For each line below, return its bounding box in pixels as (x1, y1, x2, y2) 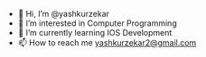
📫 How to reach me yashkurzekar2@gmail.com (17, 37, 197, 48)
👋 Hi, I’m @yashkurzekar (17, 9, 110, 19)
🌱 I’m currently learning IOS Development (17, 28, 173, 37)
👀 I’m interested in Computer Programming (17, 18, 178, 28)
